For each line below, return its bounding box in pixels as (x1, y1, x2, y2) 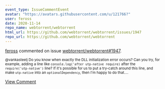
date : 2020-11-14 (5, 21, 41, 26)
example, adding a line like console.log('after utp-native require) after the (5, 62, 136, 67)
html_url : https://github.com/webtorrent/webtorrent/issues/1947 (5, 30, 141, 35)
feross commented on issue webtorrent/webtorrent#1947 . (5, 47, 122, 54)
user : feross (5, 16, 32, 21)
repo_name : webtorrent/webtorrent (5, 25, 76, 30)
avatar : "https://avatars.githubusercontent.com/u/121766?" (5, 12, 131, 17)
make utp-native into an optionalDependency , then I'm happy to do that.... (5, 70, 129, 75)
